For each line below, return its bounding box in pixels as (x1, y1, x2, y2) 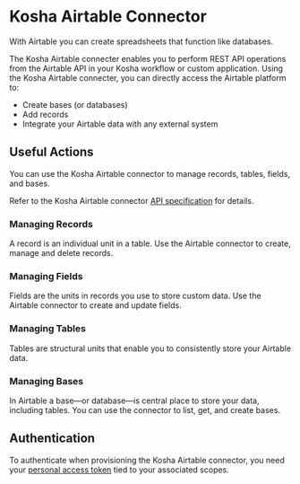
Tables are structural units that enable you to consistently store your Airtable (9, 343, 292, 354)
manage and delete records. (9, 248, 114, 259)
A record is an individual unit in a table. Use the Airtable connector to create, (9, 238, 291, 249)
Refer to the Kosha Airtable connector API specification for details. (9, 195, 254, 206)
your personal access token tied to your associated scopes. (9, 464, 230, 475)
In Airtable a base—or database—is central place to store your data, (9, 395, 260, 406)
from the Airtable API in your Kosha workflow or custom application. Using (9, 63, 284, 74)
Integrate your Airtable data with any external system (21, 119, 219, 129)
